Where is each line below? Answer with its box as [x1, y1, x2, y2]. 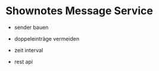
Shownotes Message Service [5, 4, 153, 18]
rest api [14, 58, 33, 65]
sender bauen [14, 24, 49, 31]
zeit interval [14, 46, 43, 54]
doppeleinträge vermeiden [14, 35, 80, 42]
